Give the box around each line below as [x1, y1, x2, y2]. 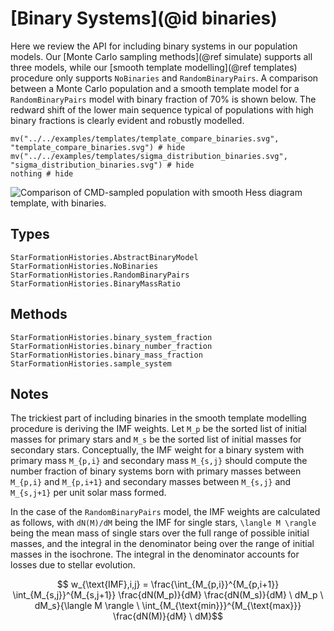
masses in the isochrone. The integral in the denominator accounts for [10, 548, 300, 561]
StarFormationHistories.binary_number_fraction [10, 341, 213, 351]
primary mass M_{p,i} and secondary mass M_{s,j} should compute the [10, 455, 308, 467]
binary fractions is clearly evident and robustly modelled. [10, 114, 245, 126]
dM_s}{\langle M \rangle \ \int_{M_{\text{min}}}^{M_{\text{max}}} [34, 600, 302, 612]
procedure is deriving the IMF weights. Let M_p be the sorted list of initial [10, 423, 307, 435]
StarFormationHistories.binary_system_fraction [10, 332, 213, 342]
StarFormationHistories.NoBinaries [10, 261, 159, 271]
